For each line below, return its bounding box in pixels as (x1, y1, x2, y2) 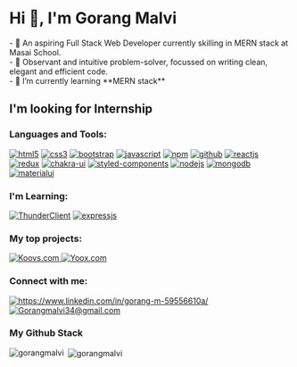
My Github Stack (9, 327, 83, 339)
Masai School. (9, 46, 62, 57)
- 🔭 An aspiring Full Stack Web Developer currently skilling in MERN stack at (9, 38, 288, 48)
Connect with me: (9, 275, 88, 288)
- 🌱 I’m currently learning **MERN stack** (9, 75, 166, 86)
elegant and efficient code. (9, 66, 109, 77)
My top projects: (9, 232, 83, 245)
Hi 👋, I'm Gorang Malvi (9, 8, 177, 29)
